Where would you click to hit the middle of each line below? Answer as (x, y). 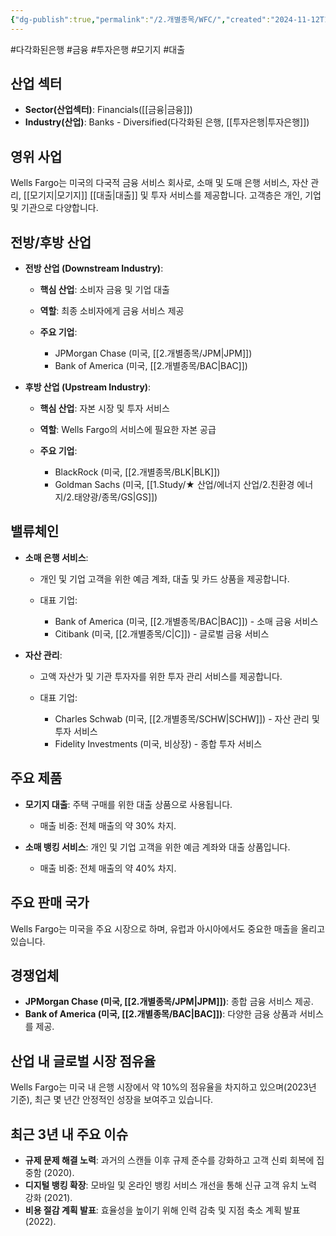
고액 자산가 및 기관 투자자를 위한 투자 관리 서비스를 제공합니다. (161, 676)
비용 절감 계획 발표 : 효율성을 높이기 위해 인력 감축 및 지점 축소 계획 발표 (162, 1210)
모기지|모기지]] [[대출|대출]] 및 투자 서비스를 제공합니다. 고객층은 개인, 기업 (175, 195)
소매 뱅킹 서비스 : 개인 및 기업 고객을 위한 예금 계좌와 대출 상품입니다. (157, 847)
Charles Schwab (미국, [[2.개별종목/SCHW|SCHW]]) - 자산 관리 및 (187, 718)
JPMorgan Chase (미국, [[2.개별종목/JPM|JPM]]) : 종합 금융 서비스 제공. (169, 1002)
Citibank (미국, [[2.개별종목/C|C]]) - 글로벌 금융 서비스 (162, 633)
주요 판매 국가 (50, 902)
